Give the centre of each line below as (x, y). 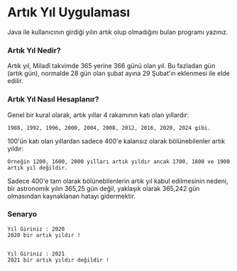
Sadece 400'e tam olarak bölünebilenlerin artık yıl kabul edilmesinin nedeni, (118, 181)
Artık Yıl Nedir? (34, 50)
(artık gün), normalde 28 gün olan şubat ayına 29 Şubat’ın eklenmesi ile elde (119, 73)
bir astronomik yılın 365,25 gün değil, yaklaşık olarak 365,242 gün (104, 188)
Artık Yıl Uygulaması (69, 12)
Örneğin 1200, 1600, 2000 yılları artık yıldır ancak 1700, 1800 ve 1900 (119, 161)
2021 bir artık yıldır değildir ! (59, 260)
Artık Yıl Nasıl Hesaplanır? (53, 99)
